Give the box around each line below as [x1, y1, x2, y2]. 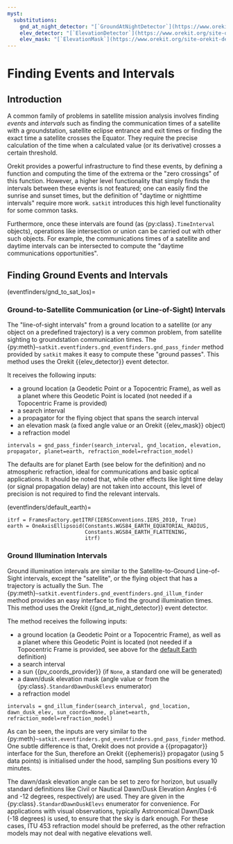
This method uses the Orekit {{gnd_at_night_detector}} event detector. [7, 603, 208, 612]
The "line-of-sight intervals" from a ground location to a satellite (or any [7, 320, 212, 329]
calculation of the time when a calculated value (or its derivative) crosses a [7, 141, 221, 150]
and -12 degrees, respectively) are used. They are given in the [7, 792, 185, 800]
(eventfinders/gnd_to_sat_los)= [7, 287, 96, 295]
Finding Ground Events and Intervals [7, 269, 169, 281]
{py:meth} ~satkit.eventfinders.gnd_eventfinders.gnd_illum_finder [7, 589, 203, 597]
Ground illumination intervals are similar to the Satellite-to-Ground [7, 567, 196, 575]
